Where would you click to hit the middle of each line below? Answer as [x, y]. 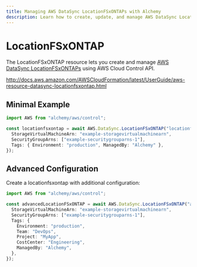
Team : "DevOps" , [37, 231]
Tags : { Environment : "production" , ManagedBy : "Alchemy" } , [88, 145]
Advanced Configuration [52, 169]
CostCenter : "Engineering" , [51, 242]
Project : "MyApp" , [39, 237]
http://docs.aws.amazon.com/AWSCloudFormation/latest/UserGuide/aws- [96, 80]
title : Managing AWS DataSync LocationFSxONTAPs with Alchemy [84, 11]
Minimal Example [38, 104]
